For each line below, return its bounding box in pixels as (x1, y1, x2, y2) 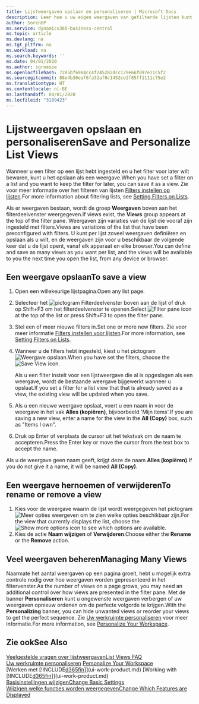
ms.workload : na (6, 48, 46, 53)
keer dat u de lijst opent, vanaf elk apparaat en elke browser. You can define (6, 242, 191, 250)
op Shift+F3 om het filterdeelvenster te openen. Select (14, 305, 147, 312)
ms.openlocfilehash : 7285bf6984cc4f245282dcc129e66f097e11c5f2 (6, 70, 166, 75)
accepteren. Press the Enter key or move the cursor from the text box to (14, 439, 189, 446)
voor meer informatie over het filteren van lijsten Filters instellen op (6, 187, 170, 194)
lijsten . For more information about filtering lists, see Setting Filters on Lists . (6, 192, 189, 200)
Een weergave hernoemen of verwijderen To (6, 480, 171, 490)
